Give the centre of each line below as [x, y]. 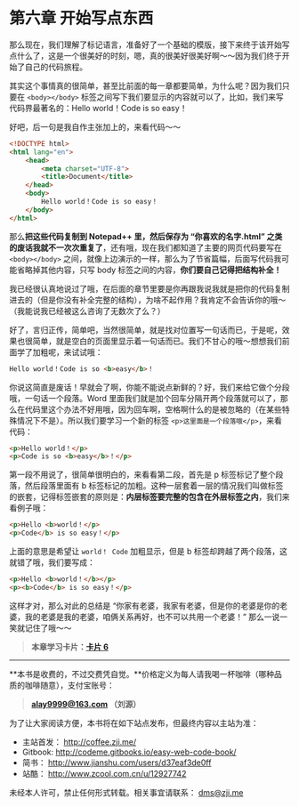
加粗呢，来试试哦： [68, 351]
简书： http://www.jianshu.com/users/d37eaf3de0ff [117, 763]
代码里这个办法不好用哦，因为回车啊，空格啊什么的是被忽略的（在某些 [153, 409]
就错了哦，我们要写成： [52, 562]
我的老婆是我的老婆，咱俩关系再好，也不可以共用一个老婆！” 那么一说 [152, 617]
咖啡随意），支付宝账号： [69, 685]
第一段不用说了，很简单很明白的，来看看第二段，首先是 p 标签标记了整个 [142, 475]
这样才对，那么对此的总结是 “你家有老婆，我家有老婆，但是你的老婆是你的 [145, 605]
